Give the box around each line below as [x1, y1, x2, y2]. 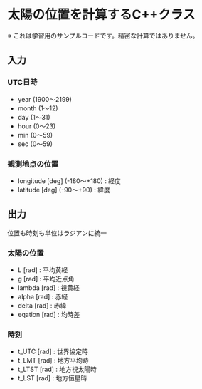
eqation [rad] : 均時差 [17, 311, 80, 319]
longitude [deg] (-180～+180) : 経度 [17, 176, 121, 185]
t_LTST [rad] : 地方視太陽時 [17, 365, 97, 374]
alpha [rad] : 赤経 [17, 293, 68, 301]
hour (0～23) [17, 122, 56, 130]
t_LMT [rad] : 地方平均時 [17, 356, 89, 365]
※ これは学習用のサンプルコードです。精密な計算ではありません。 [7, 31, 199, 40]
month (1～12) [17, 104, 58, 113]
